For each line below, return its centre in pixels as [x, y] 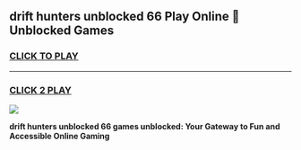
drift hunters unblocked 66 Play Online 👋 [125, 17]
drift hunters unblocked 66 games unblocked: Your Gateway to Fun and [145, 126]
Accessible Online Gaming [60, 136]
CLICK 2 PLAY [40, 90]
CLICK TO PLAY [44, 57]
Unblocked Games [62, 31]
